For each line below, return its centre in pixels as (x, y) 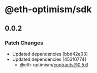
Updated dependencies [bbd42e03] (50, 54)
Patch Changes (24, 43)
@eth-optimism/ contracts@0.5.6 (54, 64)
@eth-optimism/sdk (48, 9)
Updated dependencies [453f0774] (49, 59)
